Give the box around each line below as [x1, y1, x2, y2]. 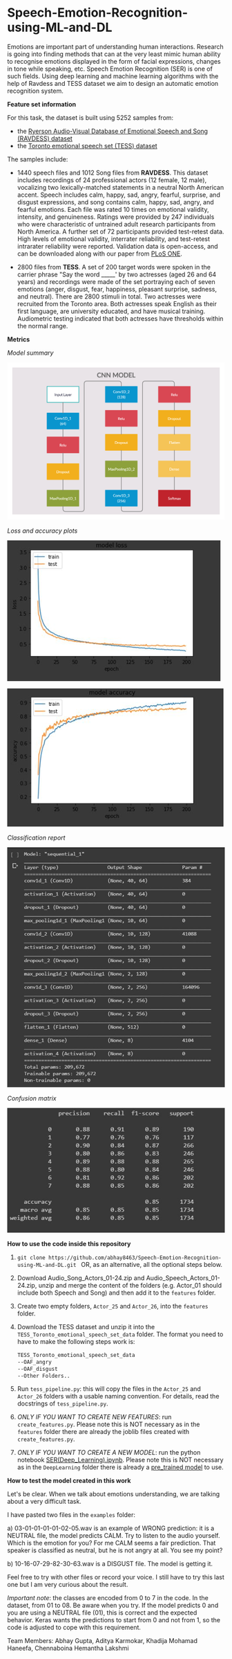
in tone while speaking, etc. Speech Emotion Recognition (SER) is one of [7, 64, 213, 73]
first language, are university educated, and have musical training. [17, 307, 206, 315]
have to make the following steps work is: [17, 1338, 135, 1346]
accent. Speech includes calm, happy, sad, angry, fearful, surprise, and [17, 190, 221, 199]
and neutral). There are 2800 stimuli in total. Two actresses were [17, 292, 202, 301]
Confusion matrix [7, 1094, 57, 1103]
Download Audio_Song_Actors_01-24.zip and [17, 1274, 145, 1282]
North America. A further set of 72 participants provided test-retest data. [17, 227, 224, 236]
